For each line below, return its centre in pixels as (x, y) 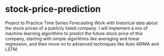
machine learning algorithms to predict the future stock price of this (74, 33)
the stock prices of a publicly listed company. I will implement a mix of (77, 28)
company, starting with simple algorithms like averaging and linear (72, 39)
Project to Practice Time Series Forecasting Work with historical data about (82, 23)
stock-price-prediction (53, 9)
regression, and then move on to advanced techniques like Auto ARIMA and (82, 44)
